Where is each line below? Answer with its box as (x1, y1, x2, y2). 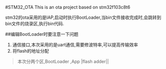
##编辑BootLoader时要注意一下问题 (5, 31, 79, 37)
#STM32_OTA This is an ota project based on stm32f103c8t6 (5, 4, 131, 10)
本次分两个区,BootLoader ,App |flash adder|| (17, 59, 109, 64)
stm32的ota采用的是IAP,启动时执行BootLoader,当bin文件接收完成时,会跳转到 (5, 14, 162, 20)
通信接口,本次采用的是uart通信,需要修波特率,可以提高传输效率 (12, 42, 139, 48)
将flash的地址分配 (12, 48, 49, 54)
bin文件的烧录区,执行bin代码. (5, 21, 64, 26)
